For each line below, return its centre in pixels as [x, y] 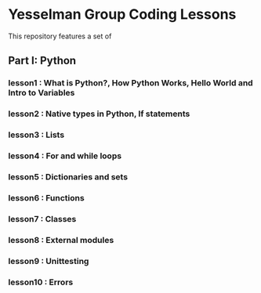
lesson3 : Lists [36, 135]
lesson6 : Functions [46, 197]
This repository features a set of [60, 36]
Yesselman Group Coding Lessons [122, 14]
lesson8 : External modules [61, 240]
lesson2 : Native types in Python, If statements [99, 114]
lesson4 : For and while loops [65, 156]
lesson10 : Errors [41, 282]
